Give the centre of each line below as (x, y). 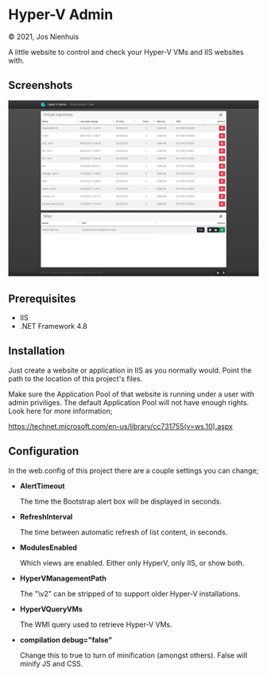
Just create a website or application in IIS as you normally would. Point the (130, 370)
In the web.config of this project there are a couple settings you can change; (133, 470)
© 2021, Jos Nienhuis (44, 37)
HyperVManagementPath (63, 578)
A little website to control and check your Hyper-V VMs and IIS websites (126, 52)
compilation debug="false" (66, 639)
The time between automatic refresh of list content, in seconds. (124, 532)
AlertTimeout (42, 485)
